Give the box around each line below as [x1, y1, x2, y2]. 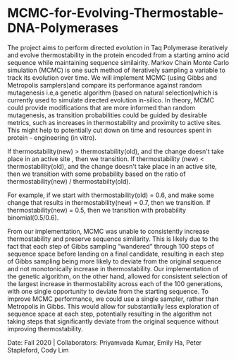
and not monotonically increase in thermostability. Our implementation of [7, 264, 219, 273]
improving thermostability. [7, 324, 83, 333]
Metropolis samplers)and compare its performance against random [7, 81, 202, 89]
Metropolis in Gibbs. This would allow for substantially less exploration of [7, 302, 220, 310]
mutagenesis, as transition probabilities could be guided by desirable [7, 111, 208, 119]
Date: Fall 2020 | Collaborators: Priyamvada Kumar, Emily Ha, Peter [7, 338, 202, 347]
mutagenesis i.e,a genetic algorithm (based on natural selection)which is [7, 88, 218, 97]
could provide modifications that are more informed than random [7, 103, 196, 112]
